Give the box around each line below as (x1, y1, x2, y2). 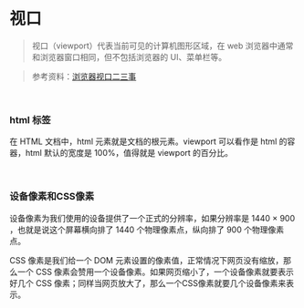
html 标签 (9, 113, 52, 126)
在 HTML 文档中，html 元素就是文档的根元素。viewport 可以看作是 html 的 (9, 136, 288, 147)
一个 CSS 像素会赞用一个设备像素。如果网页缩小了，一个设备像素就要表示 (16, 266, 295, 277)
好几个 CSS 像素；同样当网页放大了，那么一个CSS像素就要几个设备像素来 (9, 277, 287, 288)
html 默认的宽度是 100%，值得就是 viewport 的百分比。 (25, 148, 234, 159)
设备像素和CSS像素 (9, 190, 95, 203)
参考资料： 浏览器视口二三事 (31, 70, 137, 82)
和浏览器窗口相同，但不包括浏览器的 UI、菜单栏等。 (31, 51, 226, 62)
